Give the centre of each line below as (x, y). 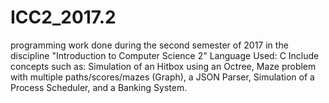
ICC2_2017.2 (63, 17)
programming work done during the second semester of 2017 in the (149, 45)
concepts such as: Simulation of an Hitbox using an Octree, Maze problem (163, 66)
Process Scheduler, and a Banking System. (99, 87)
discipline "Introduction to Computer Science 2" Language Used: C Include (165, 55)
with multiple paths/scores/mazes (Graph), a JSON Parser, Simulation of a (162, 77)
